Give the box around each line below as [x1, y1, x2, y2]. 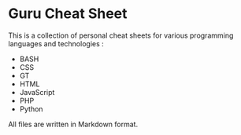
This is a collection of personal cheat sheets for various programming [8, 31, 234, 40]
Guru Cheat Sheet [8, 5, 128, 23]
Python [19, 104, 43, 114]
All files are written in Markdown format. [8, 119, 139, 129]
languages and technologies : [8, 38, 104, 48]
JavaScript [19, 87, 55, 97]
